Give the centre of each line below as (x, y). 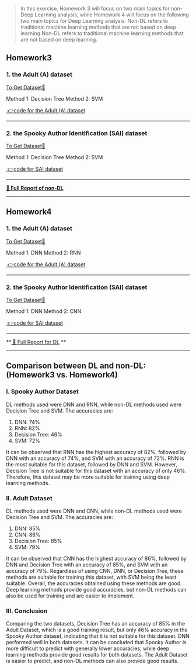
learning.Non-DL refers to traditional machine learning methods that (102, 33)
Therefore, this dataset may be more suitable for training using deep (88, 477)
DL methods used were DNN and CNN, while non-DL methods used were (94, 511)
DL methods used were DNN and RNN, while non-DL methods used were (94, 404)
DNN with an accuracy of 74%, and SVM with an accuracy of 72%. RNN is (95, 458)
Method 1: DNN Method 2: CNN (44, 311)
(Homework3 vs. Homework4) (62, 375)
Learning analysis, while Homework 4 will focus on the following (112, 15)
